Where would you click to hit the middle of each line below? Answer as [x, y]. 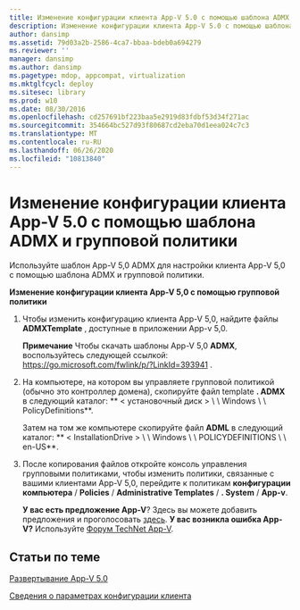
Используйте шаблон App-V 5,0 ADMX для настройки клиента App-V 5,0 [147, 265]
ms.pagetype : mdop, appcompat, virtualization [97, 76]
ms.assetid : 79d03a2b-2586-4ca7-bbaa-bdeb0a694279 [105, 42]
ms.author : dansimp [46, 68]
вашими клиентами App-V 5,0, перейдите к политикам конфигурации [156, 483]
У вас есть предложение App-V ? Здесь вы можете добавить [139, 510]
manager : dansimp [42, 59]
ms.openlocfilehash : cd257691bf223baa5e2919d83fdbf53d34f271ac [129, 117]
